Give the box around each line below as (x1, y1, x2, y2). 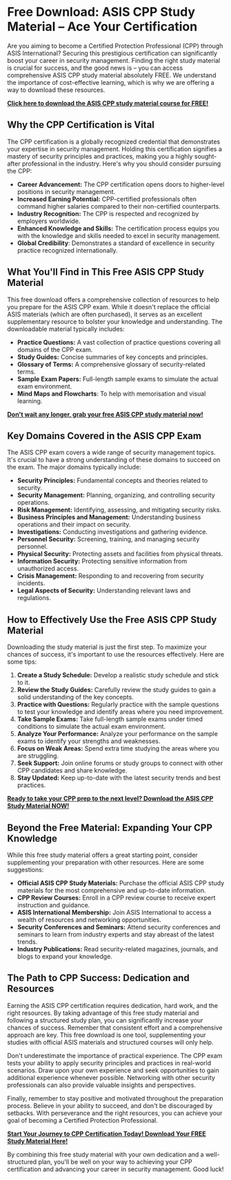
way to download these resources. (7, 86, 106, 94)
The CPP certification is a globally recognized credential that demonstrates (7, 137, 221, 146)
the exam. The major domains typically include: (7, 463, 141, 472)
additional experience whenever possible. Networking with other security (7, 1073, 216, 1081)
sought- (194, 152, 217, 160)
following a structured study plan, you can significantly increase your (7, 1016, 203, 1024)
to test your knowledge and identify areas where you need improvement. (17, 708, 224, 716)
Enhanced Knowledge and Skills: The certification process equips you (17, 224, 219, 232)
